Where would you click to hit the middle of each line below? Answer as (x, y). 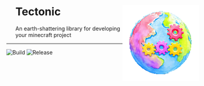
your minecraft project (43, 35)
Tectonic (38, 12)
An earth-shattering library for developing (67, 28)
